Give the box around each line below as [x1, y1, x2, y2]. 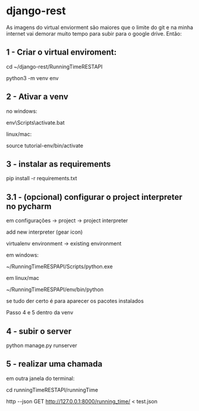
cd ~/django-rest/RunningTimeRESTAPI [6, 63, 103, 70]
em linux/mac [6, 275, 40, 282]
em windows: [6, 251, 39, 259]
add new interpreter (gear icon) [6, 228, 83, 235]
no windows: [6, 107, 37, 114]
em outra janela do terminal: [6, 375, 75, 382]
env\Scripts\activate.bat [6, 119, 65, 126]
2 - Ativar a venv [6, 92, 68, 102]
